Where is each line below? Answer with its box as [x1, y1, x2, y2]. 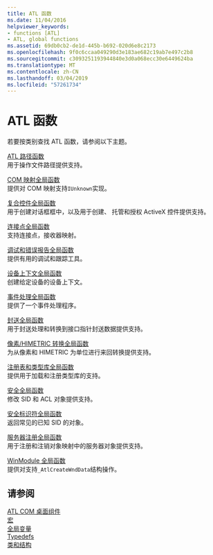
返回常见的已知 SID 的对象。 [7, 418, 88, 427]
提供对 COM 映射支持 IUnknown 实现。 [7, 185, 111, 193]
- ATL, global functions [7, 36, 79, 43]
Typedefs [7, 532, 35, 540]
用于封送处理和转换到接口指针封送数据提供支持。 [7, 325, 147, 333]
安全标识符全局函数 [7, 410, 62, 418]
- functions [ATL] [7, 29, 60, 37]
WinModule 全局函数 [7, 456, 66, 465]
